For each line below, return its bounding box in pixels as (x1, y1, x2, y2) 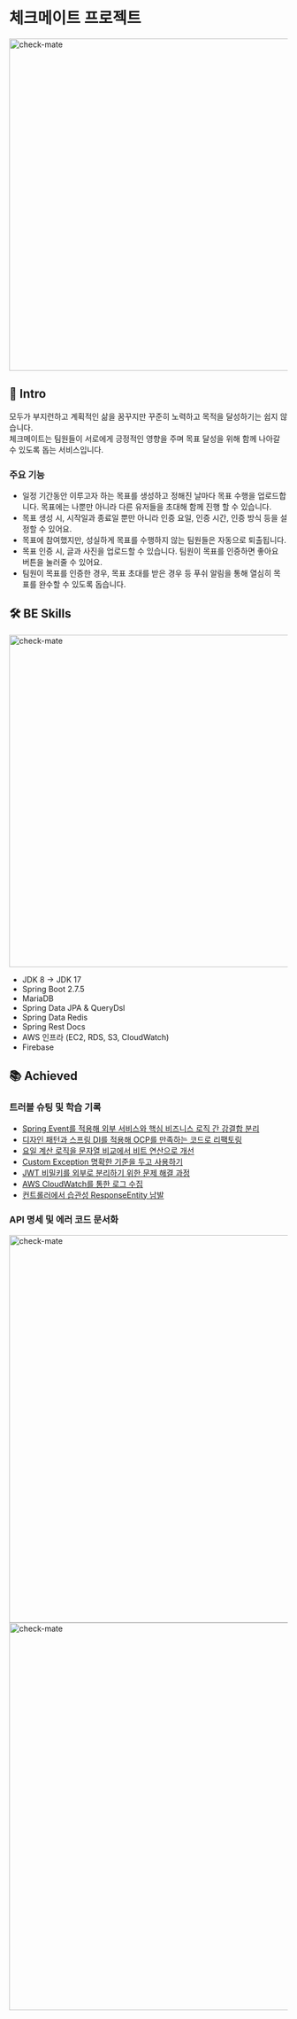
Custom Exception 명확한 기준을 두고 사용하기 (21, 1156, 184, 1167)
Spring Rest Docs (21, 1021, 86, 1032)
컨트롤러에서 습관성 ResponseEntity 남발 (21, 1189, 164, 1200)
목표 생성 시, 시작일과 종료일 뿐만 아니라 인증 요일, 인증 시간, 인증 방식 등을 (21, 513, 278, 524)
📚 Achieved (9, 1068, 78, 1083)
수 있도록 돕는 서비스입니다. (9, 444, 104, 454)
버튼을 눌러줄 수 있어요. (21, 557, 103, 568)
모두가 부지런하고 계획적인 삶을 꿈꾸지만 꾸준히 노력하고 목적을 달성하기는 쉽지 (9, 411, 278, 422)
